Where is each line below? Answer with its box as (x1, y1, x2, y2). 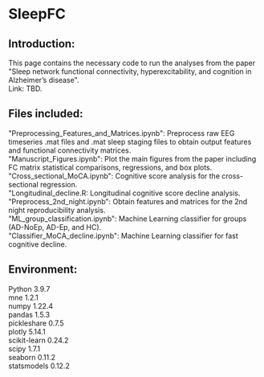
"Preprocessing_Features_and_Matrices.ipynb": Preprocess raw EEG (8, 128, 235, 137)
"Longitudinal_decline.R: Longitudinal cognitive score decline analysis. (8, 188, 241, 198)
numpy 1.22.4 (8, 301, 54, 310)
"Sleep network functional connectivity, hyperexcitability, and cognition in (8, 67, 252, 76)
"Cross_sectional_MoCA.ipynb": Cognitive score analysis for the (8, 170, 221, 181)
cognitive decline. (8, 239, 67, 249)
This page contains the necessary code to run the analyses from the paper (8, 58, 256, 68)
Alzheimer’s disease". (8, 76, 79, 84)
